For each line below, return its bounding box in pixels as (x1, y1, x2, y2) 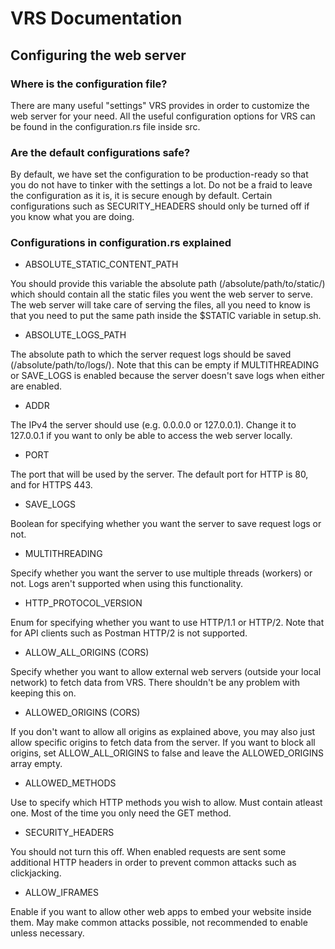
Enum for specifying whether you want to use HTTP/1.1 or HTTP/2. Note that (10, 617, 325, 629)
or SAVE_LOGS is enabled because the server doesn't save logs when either (10, 370, 325, 382)
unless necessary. (10, 927, 85, 939)
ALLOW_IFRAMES (24, 887, 99, 899)
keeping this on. (10, 687, 77, 699)
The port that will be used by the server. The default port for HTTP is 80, (10, 468, 309, 481)
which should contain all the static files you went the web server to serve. (10, 288, 313, 301)
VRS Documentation (10, 7, 183, 30)
